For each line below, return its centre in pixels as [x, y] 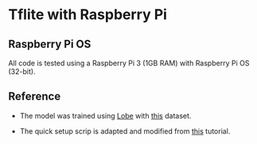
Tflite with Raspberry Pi [88, 15]
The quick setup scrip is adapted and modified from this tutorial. [125, 131]
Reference [35, 97]
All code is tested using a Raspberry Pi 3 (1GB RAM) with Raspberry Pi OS [129, 63]
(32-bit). [22, 72]
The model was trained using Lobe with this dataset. [105, 115]
